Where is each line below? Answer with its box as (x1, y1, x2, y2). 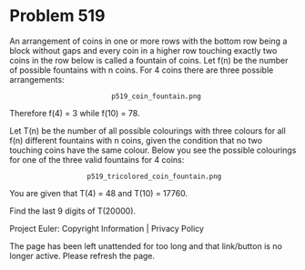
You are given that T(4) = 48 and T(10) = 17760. (9, 187, 188, 198)
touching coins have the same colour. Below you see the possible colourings (9, 145, 297, 155)
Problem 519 (9, 5, 106, 26)
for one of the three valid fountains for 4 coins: (9, 154, 185, 165)
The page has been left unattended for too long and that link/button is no (9, 240, 282, 251)
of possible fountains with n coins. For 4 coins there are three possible (9, 65, 274, 75)
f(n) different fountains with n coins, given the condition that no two (9, 135, 262, 145)
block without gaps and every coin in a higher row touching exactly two (9, 45, 278, 55)
